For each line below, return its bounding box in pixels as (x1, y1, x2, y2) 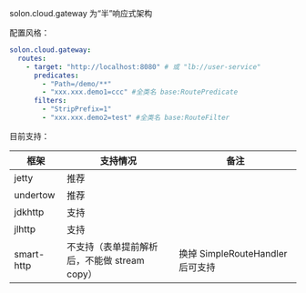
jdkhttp (14, 206, 45, 218)
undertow (14, 188, 56, 201)
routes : (17, 54, 47, 63)
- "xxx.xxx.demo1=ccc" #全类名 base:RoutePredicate (42, 87, 239, 97)
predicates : (33, 71, 79, 80)
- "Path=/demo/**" (42, 79, 112, 88)
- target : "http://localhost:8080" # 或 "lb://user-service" (25, 62, 261, 71)
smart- (14, 248, 46, 260)
